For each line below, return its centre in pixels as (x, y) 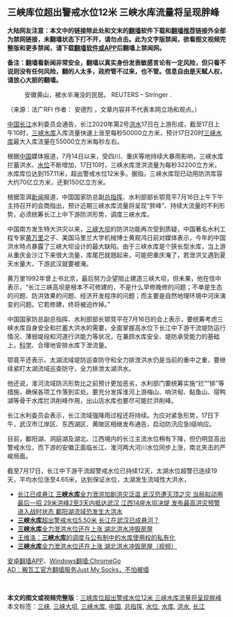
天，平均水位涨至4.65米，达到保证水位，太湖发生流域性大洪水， (99, 479)
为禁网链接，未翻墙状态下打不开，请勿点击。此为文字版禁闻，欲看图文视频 (113, 39)
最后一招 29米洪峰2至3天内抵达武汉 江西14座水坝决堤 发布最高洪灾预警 (119, 503)
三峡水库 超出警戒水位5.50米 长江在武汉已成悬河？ (88, 520)
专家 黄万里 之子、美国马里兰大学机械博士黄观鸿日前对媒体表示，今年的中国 (119, 237)
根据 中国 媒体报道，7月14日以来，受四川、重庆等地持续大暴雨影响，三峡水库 (115, 156)
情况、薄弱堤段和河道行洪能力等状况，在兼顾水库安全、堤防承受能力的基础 (113, 336)
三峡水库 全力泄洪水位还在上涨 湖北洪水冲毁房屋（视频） (97, 546)
